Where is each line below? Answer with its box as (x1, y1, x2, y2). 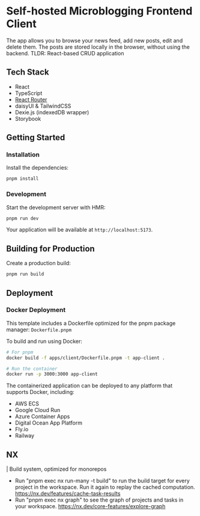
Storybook (14, 115, 41, 122)
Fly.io (14, 426, 29, 433)
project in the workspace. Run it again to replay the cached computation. (14, 484, 195, 491)
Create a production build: (6, 260, 71, 267)
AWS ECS (14, 400, 40, 407)
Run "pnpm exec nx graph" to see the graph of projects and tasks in (14, 496, 184, 503)
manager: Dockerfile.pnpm (6, 326, 72, 333)
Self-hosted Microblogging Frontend (6, 4, 193, 18)
